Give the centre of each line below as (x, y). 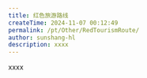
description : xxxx (38, 45)
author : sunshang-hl (42, 37)
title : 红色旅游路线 (38, 15)
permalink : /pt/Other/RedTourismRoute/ (74, 30)
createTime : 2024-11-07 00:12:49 (63, 23)
